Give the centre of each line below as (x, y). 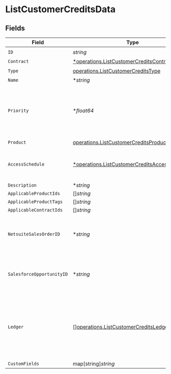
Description (22, 185)
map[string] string (94, 364)
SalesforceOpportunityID (38, 274)
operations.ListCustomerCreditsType (117, 71)
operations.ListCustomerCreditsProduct (120, 142)
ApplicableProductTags (35, 202)
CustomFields (24, 364)
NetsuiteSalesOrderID (34, 234)
